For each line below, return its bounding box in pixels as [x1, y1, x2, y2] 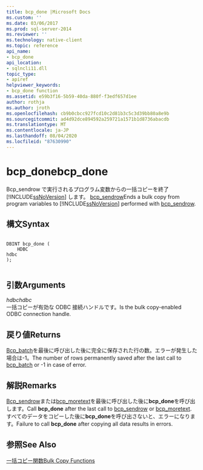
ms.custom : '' [6, 15, 42, 21]
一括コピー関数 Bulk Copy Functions [6, 457, 95, 464]
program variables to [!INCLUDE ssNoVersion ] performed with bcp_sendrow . [6, 200, 196, 207]
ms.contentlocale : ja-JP [6, 127, 69, 133]
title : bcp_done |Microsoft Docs [6, 8, 91, 15]
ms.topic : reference [6, 43, 59, 49]
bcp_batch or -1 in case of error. [6, 361, 87, 369]
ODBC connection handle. [6, 311, 72, 318]
